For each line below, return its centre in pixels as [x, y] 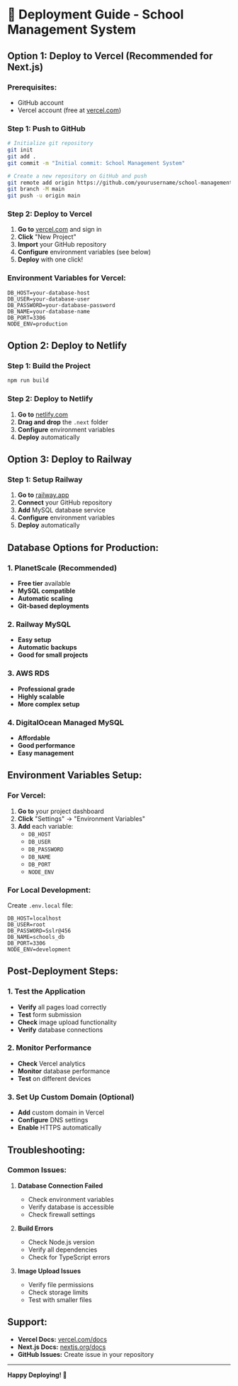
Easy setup [34, 640]
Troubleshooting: [46, 1150]
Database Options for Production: [83, 548]
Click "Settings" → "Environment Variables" [81, 818]
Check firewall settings [62, 1214]
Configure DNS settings [53, 1120]
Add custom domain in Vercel [61, 1112]
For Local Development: [49, 890]
